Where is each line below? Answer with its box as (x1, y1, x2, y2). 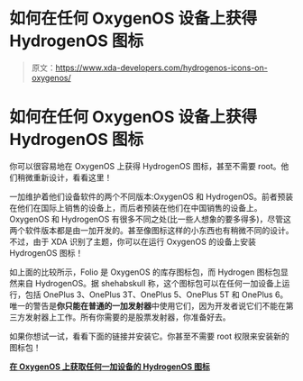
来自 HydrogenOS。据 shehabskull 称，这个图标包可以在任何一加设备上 (16, 277, 282, 288)
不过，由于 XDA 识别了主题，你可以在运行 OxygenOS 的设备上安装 (9, 236, 257, 247)
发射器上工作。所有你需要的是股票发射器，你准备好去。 (24, 312, 231, 322)
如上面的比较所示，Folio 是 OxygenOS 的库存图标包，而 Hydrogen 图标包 (9, 267, 281, 277)
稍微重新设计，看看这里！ (16, 172, 113, 183)
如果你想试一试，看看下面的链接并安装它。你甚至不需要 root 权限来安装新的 (9, 331, 290, 341)
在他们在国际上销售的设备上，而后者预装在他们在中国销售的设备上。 (9, 202, 262, 213)
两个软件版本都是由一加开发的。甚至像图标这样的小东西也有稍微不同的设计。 (9, 224, 294, 235)
